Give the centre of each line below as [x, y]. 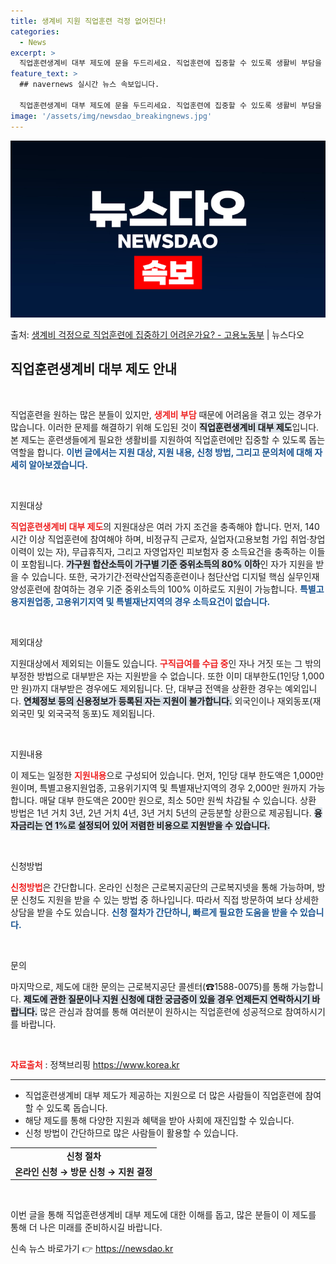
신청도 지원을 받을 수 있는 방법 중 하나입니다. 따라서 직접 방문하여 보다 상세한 [170, 899]
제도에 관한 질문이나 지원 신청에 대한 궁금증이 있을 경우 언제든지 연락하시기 [167, 999]
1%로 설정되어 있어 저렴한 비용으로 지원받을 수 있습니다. [162, 825]
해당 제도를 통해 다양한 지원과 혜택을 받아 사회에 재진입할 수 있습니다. [159, 1120]
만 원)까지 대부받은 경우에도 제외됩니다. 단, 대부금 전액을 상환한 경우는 [146, 688]
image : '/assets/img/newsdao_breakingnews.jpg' [111, 116]
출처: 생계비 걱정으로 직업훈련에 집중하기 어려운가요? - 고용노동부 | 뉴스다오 [157, 334]
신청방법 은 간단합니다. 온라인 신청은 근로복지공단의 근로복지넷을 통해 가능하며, [162, 887]
